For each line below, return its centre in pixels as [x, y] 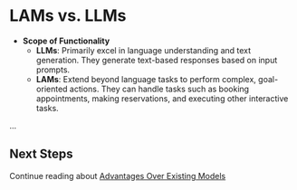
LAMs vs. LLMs [68, 16]
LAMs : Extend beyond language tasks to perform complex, [146, 79]
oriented [52, 89]
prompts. [53, 70]
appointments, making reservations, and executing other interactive [162, 98]
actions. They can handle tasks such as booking [159, 89]
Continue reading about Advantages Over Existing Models [118, 176]
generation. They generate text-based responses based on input [157, 60]
